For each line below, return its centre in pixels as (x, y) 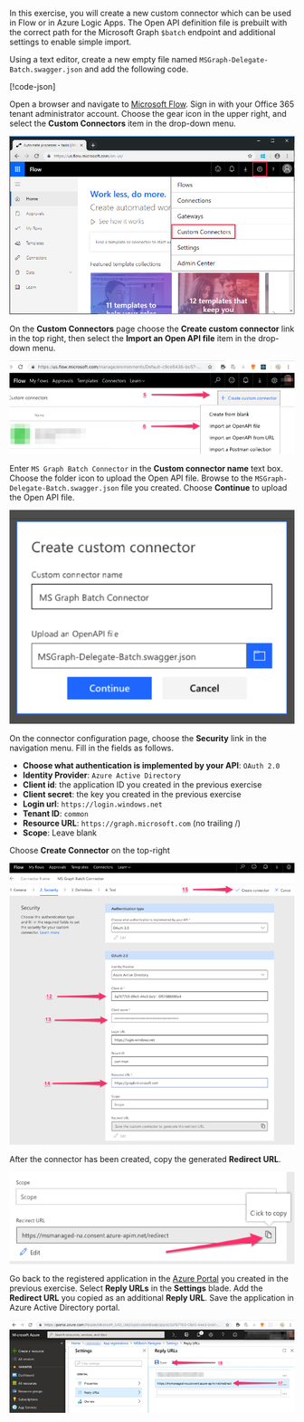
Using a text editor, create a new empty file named (103, 59)
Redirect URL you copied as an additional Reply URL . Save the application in (152, 1297)
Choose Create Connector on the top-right (90, 850)
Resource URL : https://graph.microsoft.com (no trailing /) (132, 823)
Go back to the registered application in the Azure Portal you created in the (149, 1278)
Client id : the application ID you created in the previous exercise (142, 784)
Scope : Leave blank (60, 833)
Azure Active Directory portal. (65, 1307)
